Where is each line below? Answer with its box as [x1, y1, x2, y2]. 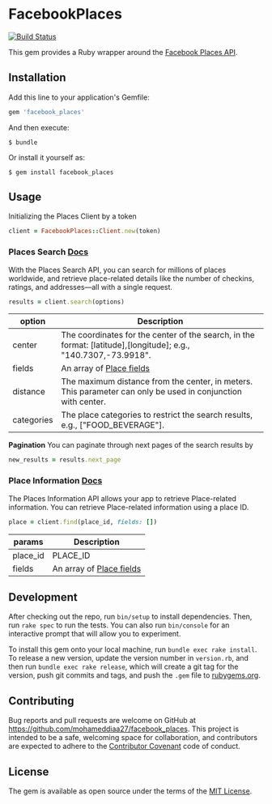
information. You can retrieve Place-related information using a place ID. [8, 502, 249, 512]
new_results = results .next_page [8, 456, 121, 464]
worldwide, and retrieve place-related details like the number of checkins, [8, 273, 255, 283]
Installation [8, 70, 66, 85]
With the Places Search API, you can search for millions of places [8, 265, 227, 274]
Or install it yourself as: [8, 152, 85, 162]
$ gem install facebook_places [8, 168, 114, 177]
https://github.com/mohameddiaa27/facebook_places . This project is [8, 724, 240, 734]
